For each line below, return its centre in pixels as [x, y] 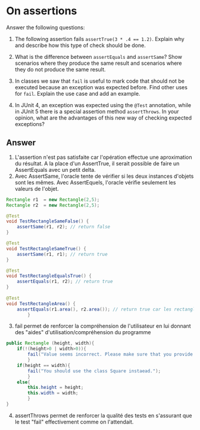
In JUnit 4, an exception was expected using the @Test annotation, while [103, 105]
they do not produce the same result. [60, 69]
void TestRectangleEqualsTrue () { [49, 276]
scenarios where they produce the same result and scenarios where [99, 63]
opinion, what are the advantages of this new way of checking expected [103, 118]
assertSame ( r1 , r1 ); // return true [62, 254]
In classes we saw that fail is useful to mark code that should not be [99, 81]
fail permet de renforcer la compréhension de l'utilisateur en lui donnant [103, 326]
